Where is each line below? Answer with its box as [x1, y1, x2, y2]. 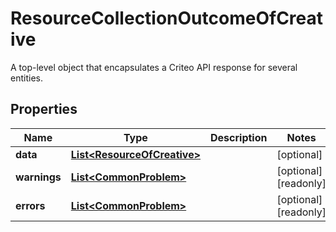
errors [15, 198, 46, 212]
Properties [10, 101, 78, 118]
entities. [10, 72, 43, 84]
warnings [15, 170, 62, 184]
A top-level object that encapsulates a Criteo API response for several [10, 61, 298, 73]
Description [210, 130, 268, 144]
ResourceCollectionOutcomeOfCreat [10, 7, 324, 30]
